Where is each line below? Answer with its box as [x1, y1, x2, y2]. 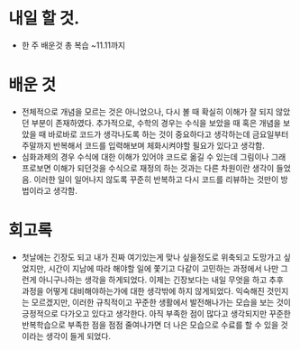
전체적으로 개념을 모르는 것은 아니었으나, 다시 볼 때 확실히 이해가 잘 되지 [21, 106, 274, 117]
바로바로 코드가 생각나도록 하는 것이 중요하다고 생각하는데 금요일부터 [48, 128, 289, 140]
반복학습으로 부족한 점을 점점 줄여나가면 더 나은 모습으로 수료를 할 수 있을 [21, 319, 279, 330]
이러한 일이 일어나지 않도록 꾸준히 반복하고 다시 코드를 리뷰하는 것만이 [33, 173, 279, 185]
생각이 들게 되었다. [45, 330, 112, 341]
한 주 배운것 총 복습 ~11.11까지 [21, 40, 126, 51]
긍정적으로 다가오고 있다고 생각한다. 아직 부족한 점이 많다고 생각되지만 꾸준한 [21, 308, 292, 318]
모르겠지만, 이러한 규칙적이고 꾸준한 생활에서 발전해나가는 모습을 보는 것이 [31, 297, 292, 308]
